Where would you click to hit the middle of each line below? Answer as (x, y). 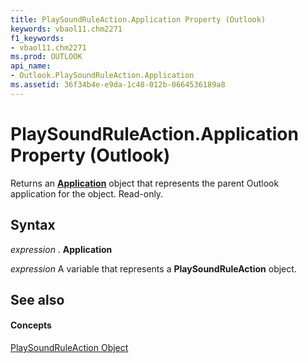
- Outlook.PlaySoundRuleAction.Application (102, 76)
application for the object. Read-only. (87, 193)
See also (37, 299)
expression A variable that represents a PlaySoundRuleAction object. (153, 268)
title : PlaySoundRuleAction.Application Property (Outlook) (138, 19)
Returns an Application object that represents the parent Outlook (145, 183)
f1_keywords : (37, 38)
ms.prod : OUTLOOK (46, 57)
